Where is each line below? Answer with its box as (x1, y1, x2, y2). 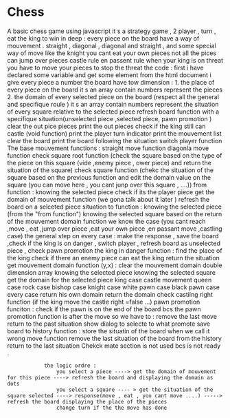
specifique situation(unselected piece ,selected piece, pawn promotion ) (7, 114, 212, 123)
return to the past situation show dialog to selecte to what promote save (7, 320, 211, 328)
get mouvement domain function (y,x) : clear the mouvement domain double (7, 261, 222, 269)
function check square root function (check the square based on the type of (7, 151, 222, 159)
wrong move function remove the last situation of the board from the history (7, 334, 222, 342)
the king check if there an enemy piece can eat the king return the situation (7, 253, 220, 262)
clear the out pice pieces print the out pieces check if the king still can (7, 122, 206, 130)
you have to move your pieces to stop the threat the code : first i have (7, 63, 204, 72)
